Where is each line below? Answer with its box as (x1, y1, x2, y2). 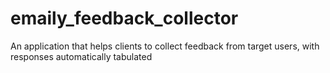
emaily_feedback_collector (10, 7, 239, 30)
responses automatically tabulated (10, 50, 153, 62)
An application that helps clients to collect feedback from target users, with (10, 40, 320, 52)
